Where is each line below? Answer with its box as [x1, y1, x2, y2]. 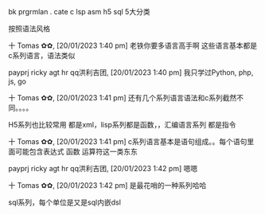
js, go [8, 76, 26, 86]
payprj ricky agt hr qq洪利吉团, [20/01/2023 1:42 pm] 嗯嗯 [8, 164, 198, 173]
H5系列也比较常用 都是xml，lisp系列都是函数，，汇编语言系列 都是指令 [8, 120, 236, 129]
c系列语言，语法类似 [8, 51, 76, 60]
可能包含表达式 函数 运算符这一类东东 [14, 147, 138, 156]
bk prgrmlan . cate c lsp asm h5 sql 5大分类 [8, 7, 150, 16]
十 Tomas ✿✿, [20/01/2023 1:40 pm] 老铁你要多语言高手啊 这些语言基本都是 [8, 41, 258, 50]
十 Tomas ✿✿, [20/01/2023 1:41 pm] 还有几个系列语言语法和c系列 [8, 93, 223, 102]
